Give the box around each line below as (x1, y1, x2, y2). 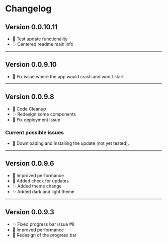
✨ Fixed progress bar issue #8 (12, 221, 75, 227)
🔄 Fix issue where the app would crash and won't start (12, 73, 124, 79)
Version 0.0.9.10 (5, 61, 57, 69)
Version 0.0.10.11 (5, 23, 58, 31)
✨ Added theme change (12, 183, 62, 189)
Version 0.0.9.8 (5, 93, 55, 101)
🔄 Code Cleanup (12, 106, 46, 112)
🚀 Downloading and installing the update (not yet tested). (12, 140, 129, 146)
